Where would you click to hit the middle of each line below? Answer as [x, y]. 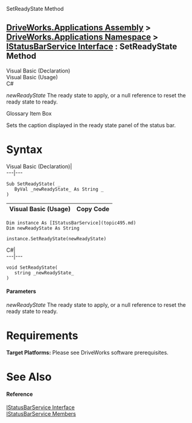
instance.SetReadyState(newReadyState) [56, 238]
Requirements [42, 336]
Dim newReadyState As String [43, 228]
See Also [29, 377]
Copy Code [93, 209]
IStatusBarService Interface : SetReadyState [92, 47]
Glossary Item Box [29, 113]
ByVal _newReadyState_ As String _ [59, 189]
